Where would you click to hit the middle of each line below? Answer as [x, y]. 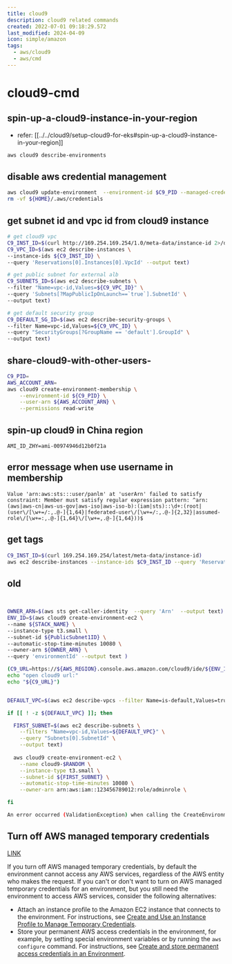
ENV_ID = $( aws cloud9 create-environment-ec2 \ [75, 618]
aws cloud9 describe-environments [57, 155]
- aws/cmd [27, 59]
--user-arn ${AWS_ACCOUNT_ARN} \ [68, 402]
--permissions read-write [57, 409]
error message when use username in [90, 467]
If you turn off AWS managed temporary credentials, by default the [102, 866]
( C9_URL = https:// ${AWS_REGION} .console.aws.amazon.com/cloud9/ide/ [106, 669]
